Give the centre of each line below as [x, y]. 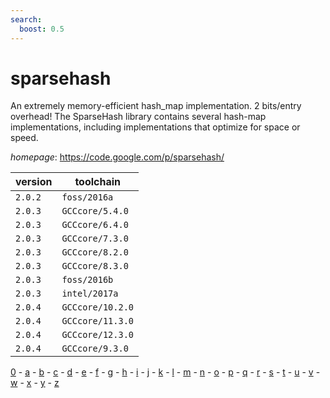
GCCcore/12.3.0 [97, 335]
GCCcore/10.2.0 [97, 307]
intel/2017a [90, 294]
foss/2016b [87, 280]
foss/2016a [87, 197]
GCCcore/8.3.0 [95, 266]
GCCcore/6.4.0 [95, 225]
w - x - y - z [35, 383]
